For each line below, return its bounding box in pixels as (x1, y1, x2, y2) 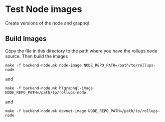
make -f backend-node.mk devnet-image (5, 108, 86, 113)
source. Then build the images (5, 53, 68, 59)
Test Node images (5, 3, 82, 15)
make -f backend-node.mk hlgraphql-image (5, 85, 93, 90)
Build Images (5, 34, 47, 43)
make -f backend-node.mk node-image (5, 62, 82, 68)
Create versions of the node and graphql (5, 20, 89, 26)
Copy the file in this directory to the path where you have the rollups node (5, 47, 157, 53)
